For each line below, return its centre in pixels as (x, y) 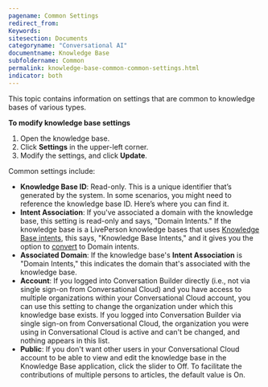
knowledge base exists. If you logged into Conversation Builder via (130, 315)
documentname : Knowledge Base (59, 53)
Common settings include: (52, 171)
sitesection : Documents (48, 38)
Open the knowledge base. (65, 138)
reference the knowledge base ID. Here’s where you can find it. (124, 204)
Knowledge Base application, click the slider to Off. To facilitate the (131, 366)
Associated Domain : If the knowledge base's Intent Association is (131, 255)
